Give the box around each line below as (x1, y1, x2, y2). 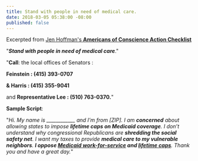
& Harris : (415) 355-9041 (6, 82, 70, 89)
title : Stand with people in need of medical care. (6, 8, 137, 15)
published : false (6, 20, 49, 26)
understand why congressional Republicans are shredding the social (6, 129, 177, 137)
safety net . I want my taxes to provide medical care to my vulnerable (6, 135, 178, 143)
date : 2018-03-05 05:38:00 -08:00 (6, 14, 92, 20)
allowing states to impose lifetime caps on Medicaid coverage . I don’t (6, 123, 180, 130)
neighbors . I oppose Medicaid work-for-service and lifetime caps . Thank (6, 142, 190, 149)
